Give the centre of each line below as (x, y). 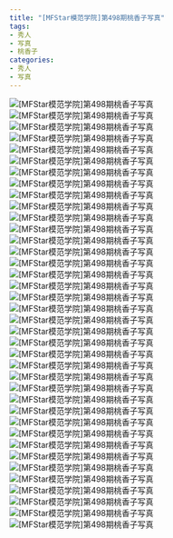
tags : (19, 26)
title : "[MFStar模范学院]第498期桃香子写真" (87, 18)
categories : (32, 60)
